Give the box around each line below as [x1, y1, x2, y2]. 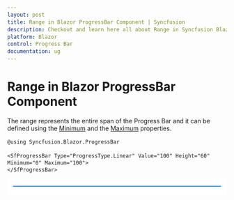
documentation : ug [7, 48, 61, 55]
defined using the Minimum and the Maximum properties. [7, 124, 172, 132]
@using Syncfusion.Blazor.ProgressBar [7, 138, 120, 146]
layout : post [7, 11, 45, 18]
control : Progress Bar [7, 40, 73, 48]
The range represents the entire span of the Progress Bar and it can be [7, 116, 210, 125]
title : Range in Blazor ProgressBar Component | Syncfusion [7, 18, 186, 26]
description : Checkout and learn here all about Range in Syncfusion [7, 26, 214, 33]
